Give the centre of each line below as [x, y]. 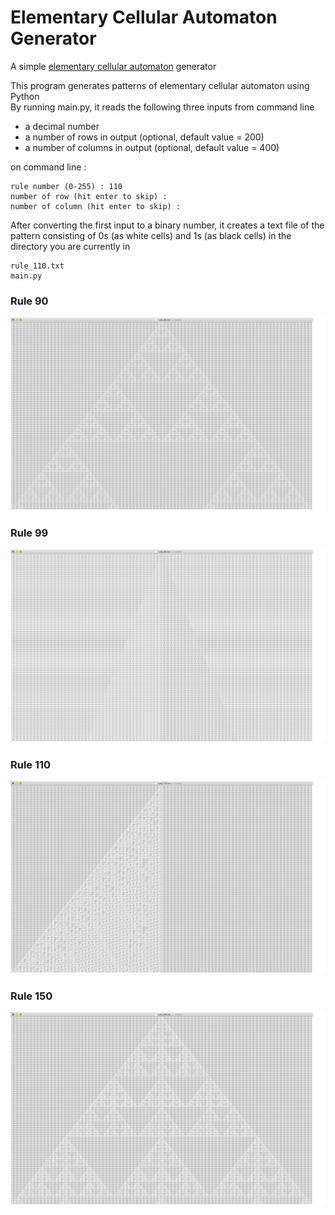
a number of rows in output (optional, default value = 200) [144, 137]
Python [25, 96]
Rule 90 [29, 301]
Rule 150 [31, 996]
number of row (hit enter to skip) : [89, 196]
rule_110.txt [37, 266]
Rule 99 [29, 533]
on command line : [48, 167]
